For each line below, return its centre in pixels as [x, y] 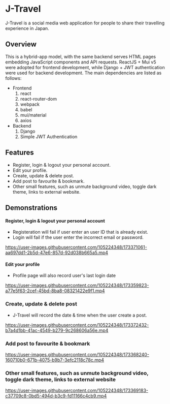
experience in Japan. [27, 28]
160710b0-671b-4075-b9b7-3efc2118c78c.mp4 [55, 360]
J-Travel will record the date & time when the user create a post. [80, 315]
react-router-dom [39, 99]
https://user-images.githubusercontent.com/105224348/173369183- [77, 391]
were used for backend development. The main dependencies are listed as [83, 73]
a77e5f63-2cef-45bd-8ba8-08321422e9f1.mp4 [55, 291]
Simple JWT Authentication [49, 136]
